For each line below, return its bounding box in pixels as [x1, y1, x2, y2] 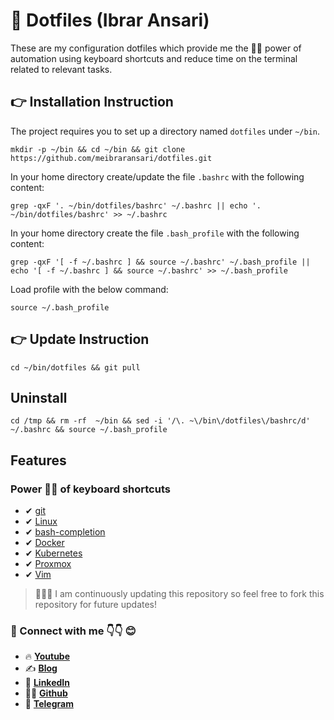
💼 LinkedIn [24, 677, 70, 689]
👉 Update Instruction [10, 331, 150, 348]
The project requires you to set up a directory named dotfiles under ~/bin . [10, 125, 321, 137]
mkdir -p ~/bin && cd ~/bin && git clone [10, 144, 186, 154]
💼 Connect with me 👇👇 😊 [10, 624, 137, 638]
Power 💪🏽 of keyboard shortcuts [10, 482, 171, 496]
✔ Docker [24, 537, 65, 549]
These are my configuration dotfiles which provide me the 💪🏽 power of [10, 42, 302, 54]
